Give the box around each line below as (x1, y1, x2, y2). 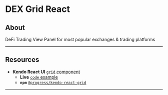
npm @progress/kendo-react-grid (19, 80, 86, 85)
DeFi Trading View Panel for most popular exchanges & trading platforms (5, 36, 155, 42)
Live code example (19, 74, 58, 80)
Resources (5, 56, 39, 64)
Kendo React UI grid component (12, 69, 80, 75)
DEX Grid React (5, 3, 70, 15)
